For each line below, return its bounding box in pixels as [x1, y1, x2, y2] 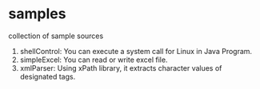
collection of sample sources [8, 31, 104, 41]
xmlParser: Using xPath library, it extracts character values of [19, 63, 222, 72]
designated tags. [19, 72, 76, 81]
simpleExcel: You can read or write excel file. [19, 55, 168, 64]
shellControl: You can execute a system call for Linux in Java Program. [19, 46, 253, 56]
